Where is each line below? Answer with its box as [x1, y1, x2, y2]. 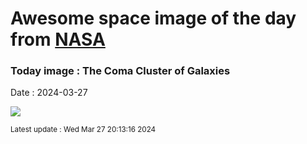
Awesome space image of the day [10, 7, 297, 30]
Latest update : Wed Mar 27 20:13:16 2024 [10, 125, 157, 135]
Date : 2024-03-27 [10, 87, 88, 99]
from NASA [10, 28, 106, 51]
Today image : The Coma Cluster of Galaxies [10, 64, 231, 78]
